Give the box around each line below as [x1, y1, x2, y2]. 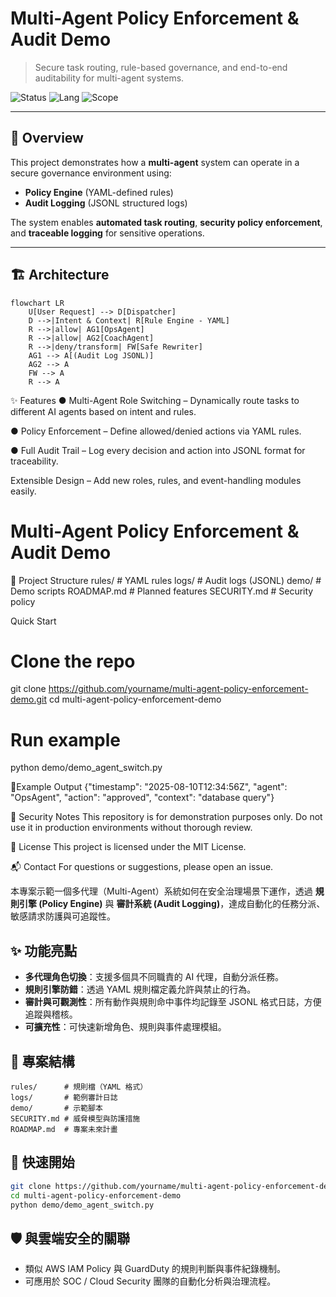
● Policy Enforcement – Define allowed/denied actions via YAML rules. [10, 425, 302, 437]
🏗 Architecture [10, 267, 110, 284]
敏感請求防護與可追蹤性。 [10, 910, 116, 922]
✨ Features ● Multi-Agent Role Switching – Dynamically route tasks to [10, 394, 300, 406]
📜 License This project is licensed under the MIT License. [10, 841, 247, 853]
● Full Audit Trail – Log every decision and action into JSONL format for [10, 444, 306, 456]
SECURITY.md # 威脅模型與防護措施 [10, 1114, 141, 1124]
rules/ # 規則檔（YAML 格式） [10, 1082, 148, 1092]
